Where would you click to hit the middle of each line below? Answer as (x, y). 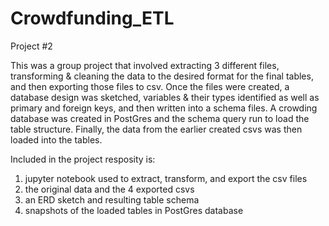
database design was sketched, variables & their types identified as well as (165, 97)
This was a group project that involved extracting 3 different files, (145, 65)
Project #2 (31, 46)
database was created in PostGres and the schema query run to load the (160, 118)
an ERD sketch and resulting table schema (112, 199)
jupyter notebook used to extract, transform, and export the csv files (166, 178)
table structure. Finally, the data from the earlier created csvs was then (156, 129)
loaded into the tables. (56, 139)
